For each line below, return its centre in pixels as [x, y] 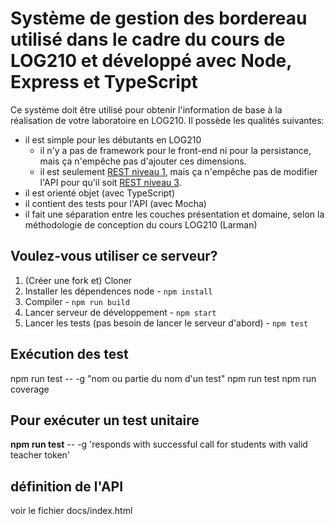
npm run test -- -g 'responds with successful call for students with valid [159, 444]
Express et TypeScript [104, 82]
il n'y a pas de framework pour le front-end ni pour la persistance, [175, 150]
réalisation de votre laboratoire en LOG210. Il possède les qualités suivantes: [167, 120]
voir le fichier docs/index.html [71, 511]
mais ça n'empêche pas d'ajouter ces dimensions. [143, 161]
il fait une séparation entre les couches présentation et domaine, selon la [174, 214]
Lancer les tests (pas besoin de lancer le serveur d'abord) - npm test [166, 323]
